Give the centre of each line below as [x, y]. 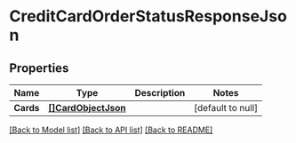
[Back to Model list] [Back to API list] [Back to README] [111, 130]
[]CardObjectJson [87, 108]
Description [160, 93]
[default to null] [226, 108]
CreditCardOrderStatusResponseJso [148, 16]
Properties [39, 68]
